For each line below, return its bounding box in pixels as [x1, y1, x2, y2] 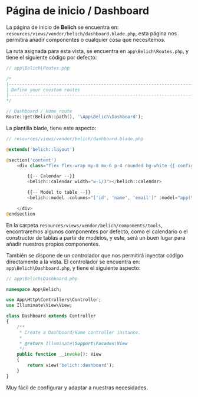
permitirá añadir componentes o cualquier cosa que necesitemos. [6, 36, 166, 43]
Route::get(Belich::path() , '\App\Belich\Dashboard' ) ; [6, 114, 144, 120]
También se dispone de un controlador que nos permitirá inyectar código [6, 252, 184, 259]
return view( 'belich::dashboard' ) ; [27, 362, 115, 369]
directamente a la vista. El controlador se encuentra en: [6, 258, 140, 265]
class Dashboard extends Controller [6, 313, 96, 319]
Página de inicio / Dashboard [6, 4, 149, 18]
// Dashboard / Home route [6, 108, 72, 114]
